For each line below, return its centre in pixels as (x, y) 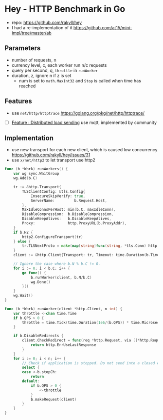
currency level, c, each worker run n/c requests (59, 65)
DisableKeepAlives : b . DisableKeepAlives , (67, 219)
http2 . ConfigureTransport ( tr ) (53, 237)
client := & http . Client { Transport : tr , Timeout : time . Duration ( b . (82, 255)
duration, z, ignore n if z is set (41, 75)
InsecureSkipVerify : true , (58, 196)
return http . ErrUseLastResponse (63, 345)
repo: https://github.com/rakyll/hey (47, 22)
